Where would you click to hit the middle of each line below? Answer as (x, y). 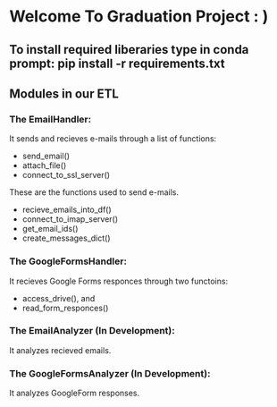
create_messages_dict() (66, 238)
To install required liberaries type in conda (129, 50)
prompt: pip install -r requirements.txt (117, 63)
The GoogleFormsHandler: (68, 261)
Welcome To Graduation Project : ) (139, 17)
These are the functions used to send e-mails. (94, 192)
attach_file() (44, 165)
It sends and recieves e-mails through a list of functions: (113, 139)
